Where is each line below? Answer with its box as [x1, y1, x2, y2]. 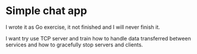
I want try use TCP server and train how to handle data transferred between [5, 35, 191, 42]
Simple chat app [5, 4, 87, 18]
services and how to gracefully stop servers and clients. [5, 41, 143, 48]
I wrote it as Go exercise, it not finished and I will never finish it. [5, 23, 160, 31]
